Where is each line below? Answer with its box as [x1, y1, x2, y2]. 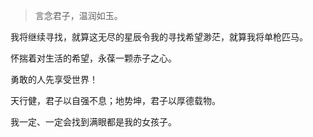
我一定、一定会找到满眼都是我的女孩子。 [10, 116, 177, 128]
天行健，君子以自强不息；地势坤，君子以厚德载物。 [10, 95, 221, 106]
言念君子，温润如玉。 [34, 10, 123, 21]
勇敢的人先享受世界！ [10, 74, 98, 85]
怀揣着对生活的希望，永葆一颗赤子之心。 [10, 52, 177, 64]
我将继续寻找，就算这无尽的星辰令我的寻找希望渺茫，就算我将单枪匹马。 [10, 31, 308, 43]
